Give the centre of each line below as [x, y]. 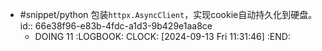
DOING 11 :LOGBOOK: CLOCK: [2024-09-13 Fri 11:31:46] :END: [162, 36]
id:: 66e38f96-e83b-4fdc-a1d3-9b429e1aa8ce [116, 26]
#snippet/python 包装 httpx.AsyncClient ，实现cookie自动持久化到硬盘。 [168, 14]
